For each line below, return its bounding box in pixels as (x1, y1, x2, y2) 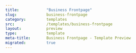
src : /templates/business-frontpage (5, 21, 113, 27)
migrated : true (5, 40, 56, 45)
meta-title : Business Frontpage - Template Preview (5, 36, 131, 41)
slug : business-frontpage (5, 12, 88, 17)
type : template (5, 31, 65, 36)
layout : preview (5, 26, 63, 31)
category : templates (5, 17, 67, 22)
